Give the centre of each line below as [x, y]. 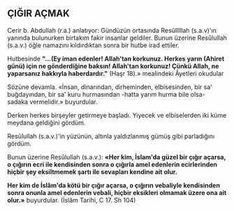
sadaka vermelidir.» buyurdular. [52, 102]
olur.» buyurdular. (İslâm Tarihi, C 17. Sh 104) [72, 200]
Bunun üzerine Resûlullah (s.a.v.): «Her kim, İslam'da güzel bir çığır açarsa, [117, 157]
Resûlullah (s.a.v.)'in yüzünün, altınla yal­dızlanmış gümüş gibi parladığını [111, 136]
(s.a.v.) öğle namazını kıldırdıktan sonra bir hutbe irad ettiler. [93, 45]
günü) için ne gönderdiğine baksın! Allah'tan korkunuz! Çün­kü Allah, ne [113, 66]
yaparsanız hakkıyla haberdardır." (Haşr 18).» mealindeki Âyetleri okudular [116, 73]
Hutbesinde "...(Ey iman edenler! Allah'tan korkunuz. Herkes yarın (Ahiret [116, 58]
